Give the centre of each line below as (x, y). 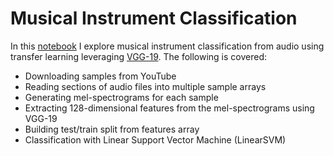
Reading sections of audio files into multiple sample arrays (145, 86)
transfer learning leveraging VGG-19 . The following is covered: (139, 56)
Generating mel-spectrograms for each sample (121, 97)
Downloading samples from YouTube (100, 76)
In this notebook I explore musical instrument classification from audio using (167, 46)
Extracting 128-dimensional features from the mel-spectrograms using (169, 108)
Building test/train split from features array (112, 129)
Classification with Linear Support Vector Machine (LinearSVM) (155, 139)
